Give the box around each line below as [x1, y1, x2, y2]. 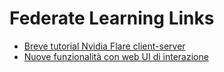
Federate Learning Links [9, 7, 215, 30]
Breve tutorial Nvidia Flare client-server [23, 40, 186, 52]
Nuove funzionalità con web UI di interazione [23, 50, 209, 62]
